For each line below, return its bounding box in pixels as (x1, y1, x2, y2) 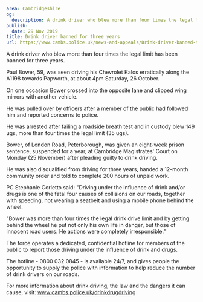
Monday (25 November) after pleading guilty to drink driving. (6, 154, 158, 162)
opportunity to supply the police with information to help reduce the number (6, 264, 195, 272)
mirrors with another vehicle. (6, 93, 78, 100)
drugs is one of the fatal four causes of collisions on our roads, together (6, 191, 185, 198)
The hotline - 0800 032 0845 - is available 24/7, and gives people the (6, 258, 179, 265)
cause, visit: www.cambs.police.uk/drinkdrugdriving (6, 289, 136, 296)
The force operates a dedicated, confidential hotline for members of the (6, 240, 185, 247)
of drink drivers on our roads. (6, 271, 80, 278)
